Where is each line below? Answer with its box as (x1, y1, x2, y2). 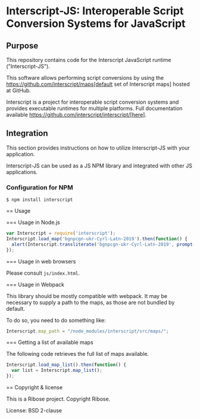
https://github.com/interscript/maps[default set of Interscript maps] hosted (6, 80, 190, 88)
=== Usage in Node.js (6, 219, 61, 226)
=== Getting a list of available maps (6, 339, 93, 346)
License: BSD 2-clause (6, 407, 62, 414)
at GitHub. (6, 87, 32, 94)
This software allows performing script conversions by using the (6, 75, 164, 81)
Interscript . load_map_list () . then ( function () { (6, 362, 127, 368)
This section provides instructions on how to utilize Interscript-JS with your (6, 144, 190, 151)
